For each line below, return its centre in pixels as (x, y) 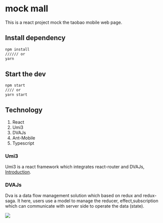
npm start (15, 85)
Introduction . (18, 172)
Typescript (23, 143)
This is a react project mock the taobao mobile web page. (64, 22)
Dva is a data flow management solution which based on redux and (74, 196)
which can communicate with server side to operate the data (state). (75, 206)
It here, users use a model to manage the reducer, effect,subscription (88, 201)
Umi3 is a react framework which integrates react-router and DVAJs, (75, 167)
